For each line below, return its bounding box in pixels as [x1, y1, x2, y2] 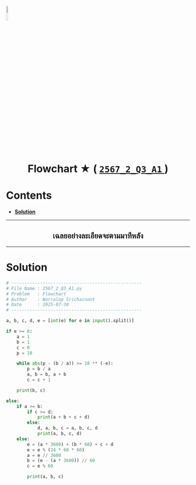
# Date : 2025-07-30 [6, 302, 69, 308]
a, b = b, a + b [27, 372, 66, 377]
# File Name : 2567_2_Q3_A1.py [6, 285, 82, 292]
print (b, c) [16, 387, 45, 393]
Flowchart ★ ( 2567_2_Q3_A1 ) [27, 162, 169, 175]
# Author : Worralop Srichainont [6, 296, 95, 302]
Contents [6, 189, 52, 202]
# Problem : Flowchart [6, 291, 66, 297]
